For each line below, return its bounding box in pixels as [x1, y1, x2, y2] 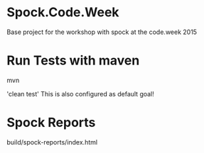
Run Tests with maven [6, 52, 140, 69]
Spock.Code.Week [6, 4, 119, 21]
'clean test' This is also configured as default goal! [6, 89, 154, 98]
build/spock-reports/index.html [6, 137, 97, 146]
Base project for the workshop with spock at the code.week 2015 [6, 28, 197, 36]
